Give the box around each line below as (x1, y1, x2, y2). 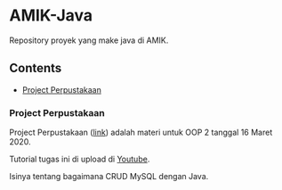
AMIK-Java (9, 5, 93, 26)
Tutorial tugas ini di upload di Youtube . (9, 153, 150, 165)
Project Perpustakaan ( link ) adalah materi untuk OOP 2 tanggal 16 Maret (9, 127, 273, 138)
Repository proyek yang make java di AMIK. (9, 35, 169, 45)
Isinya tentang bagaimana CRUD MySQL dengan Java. (9, 171, 209, 182)
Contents (9, 61, 62, 76)
